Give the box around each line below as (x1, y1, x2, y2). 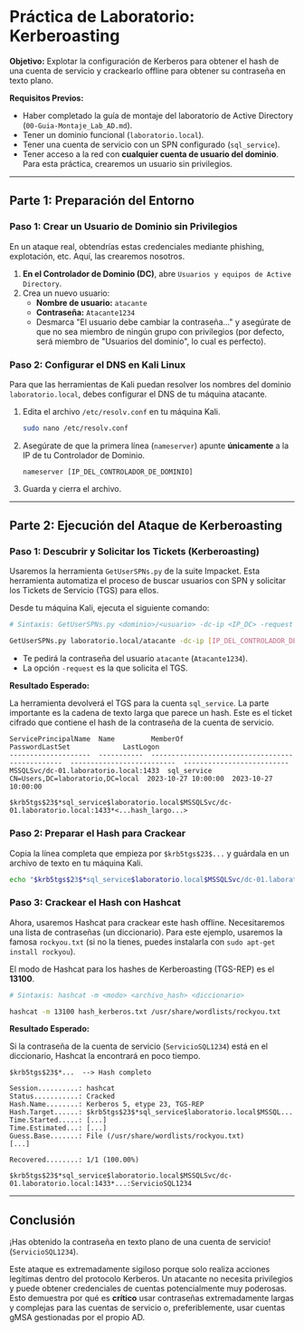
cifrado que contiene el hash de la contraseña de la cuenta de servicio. (9, 717, 274, 728)
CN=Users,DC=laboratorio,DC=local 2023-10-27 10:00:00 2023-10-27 (9, 774, 273, 784)
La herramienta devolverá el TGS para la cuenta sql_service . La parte (9, 698, 270, 709)
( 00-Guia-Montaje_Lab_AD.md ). (22, 120, 133, 131)
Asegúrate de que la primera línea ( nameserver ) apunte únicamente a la (22, 440, 290, 451)
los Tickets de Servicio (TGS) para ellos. (9, 585, 159, 596)
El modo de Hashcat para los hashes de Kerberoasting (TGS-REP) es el (9, 964, 275, 975)
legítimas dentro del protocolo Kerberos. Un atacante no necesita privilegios (9, 1273, 294, 1285)
